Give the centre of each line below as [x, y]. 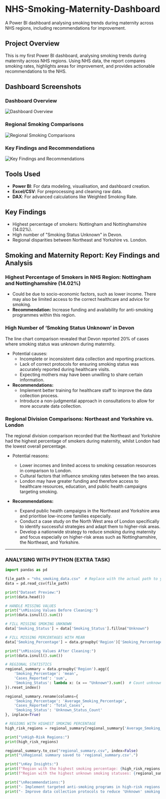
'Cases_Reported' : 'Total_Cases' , [49, 706]
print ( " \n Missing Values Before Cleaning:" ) [52, 610]
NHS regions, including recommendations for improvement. [65, 28]
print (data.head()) [25, 597]
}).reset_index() [23, 687]
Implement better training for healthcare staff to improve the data [86, 390]
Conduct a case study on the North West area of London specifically [89, 521]
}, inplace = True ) [23, 715]
